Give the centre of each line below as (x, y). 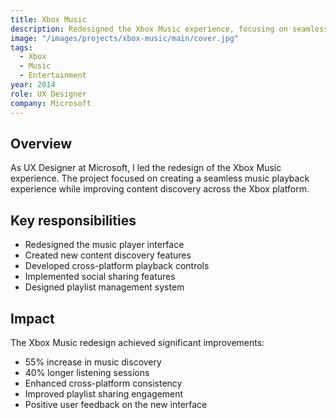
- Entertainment (53, 76)
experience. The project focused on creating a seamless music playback (160, 178)
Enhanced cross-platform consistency (103, 383)
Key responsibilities (73, 220)
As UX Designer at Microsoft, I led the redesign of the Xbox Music (146, 168)
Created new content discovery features (108, 255)
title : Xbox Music (48, 19)
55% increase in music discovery (93, 362)
